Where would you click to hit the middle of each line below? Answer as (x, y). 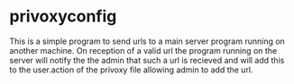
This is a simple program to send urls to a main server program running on (147, 41)
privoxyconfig (63, 17)
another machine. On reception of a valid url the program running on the (143, 50)
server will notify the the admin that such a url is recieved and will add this (147, 60)
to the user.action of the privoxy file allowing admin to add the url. (132, 70)
